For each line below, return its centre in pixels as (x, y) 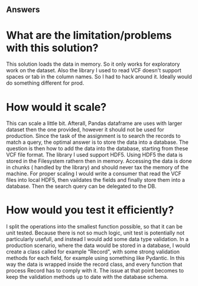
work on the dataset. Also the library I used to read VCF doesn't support (94, 70)
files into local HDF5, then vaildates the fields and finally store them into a (95, 180)
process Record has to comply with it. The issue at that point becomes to (95, 271)
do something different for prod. (45, 83)
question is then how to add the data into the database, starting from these (97, 149)
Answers (23, 10)
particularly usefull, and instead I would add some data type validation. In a (98, 239)
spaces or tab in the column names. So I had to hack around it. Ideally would (99, 77)
